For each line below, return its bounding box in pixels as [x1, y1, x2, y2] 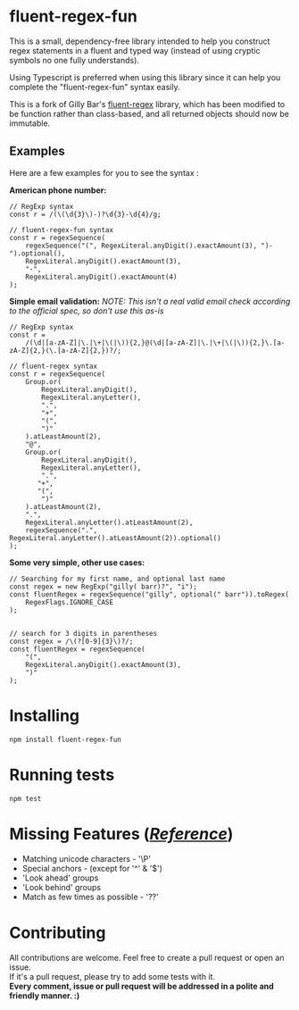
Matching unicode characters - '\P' [21, 853, 152, 864]
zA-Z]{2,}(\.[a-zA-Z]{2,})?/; [9, 346, 122, 355]
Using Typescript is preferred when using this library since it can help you [9, 71, 281, 82]
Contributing [9, 922, 106, 943]
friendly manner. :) [9, 989, 80, 1001]
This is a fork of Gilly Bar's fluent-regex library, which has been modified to [9, 98, 286, 109]
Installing [9, 705, 80, 725]
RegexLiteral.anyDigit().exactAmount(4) [25, 272, 178, 281]
